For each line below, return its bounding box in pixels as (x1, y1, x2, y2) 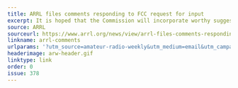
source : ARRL (7, 23, 46, 31)
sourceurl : (7, 30, 40, 38)
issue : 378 (7, 70, 40, 77)
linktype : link (7, 57, 52, 64)
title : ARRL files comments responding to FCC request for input (7, 10, 204, 18)
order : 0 (7, 63, 33, 70)
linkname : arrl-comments (7, 37, 81, 44)
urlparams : (7, 43, 40, 50)
